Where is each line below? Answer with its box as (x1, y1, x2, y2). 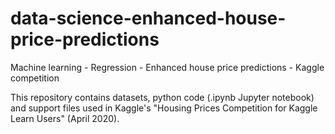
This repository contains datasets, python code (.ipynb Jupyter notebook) (10, 91, 315, 103)
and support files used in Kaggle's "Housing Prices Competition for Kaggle (10, 102, 318, 114)
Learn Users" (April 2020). (10, 112, 120, 124)
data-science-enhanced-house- (10, 7, 287, 30)
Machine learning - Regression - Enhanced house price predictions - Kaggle (10, 61, 325, 73)
